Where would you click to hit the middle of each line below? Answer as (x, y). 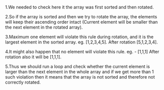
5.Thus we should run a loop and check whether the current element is (78, 67)
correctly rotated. (23, 82)
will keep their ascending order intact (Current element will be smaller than (82, 22)
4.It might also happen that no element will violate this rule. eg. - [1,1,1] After (82, 52)
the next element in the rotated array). (44, 27)
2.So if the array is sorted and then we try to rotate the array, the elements (81, 17)
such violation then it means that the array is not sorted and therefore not (80, 77)
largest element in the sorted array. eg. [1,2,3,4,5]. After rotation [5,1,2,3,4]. (82, 42)
